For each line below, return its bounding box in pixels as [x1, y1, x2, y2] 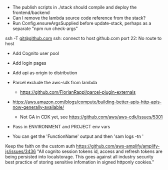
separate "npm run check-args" [12, 26, 78, 32]
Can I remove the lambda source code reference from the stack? [12, 15, 146, 21]
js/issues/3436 [5, 148, 36, 154]
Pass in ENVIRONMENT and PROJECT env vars [12, 124, 110, 129]
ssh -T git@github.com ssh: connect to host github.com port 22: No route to [5, 35, 162, 41]
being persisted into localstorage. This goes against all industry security [5, 154, 153, 159]
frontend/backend [12, 10, 50, 16]
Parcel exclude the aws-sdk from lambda [12, 80, 97, 85]
